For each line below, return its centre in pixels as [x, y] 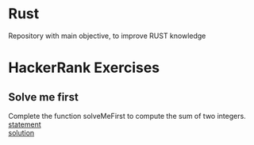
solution [21, 132]
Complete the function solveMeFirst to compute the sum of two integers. [127, 116]
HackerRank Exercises [84, 68]
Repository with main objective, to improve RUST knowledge [107, 36]
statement [25, 124]
